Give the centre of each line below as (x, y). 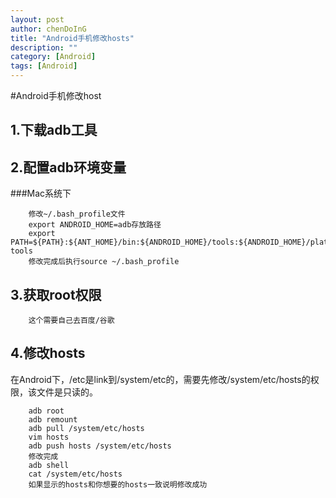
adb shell (49, 465)
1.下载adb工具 (54, 130)
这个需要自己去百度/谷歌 (71, 321)
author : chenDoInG (48, 29)
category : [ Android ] (53, 57)
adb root (46, 411)
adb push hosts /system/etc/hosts (100, 446)
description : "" (44, 47)
